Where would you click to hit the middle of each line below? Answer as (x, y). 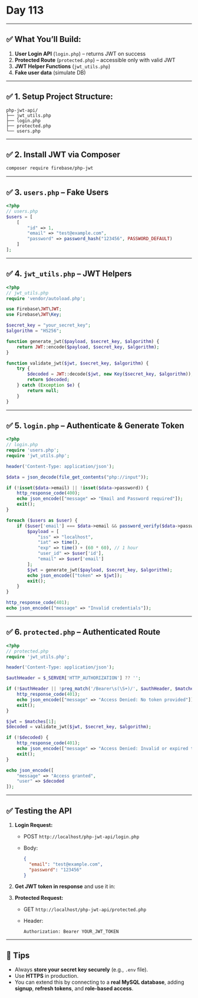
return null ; (43, 390)
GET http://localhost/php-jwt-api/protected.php (85, 909)
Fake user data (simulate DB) (50, 72)
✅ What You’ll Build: (44, 39)
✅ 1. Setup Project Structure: (60, 97)
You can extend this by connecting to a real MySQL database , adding (99, 982)
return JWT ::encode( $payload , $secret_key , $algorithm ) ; (88, 347)
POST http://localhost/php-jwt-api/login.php (81, 836)
